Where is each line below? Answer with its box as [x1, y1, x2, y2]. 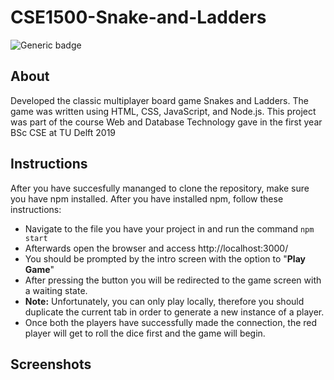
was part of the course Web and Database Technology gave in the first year [10, 116, 323, 128]
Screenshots [10, 356, 92, 373]
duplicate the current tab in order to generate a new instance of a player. [24, 306, 325, 318]
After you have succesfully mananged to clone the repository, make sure [10, 182, 310, 194]
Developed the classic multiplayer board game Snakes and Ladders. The [10, 94, 309, 106]
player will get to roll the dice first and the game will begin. [24, 327, 266, 339]
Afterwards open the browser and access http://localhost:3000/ [24, 242, 289, 254]
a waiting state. [24, 284, 88, 296]
